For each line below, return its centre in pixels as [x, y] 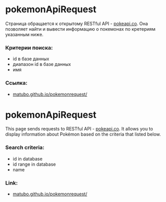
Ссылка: [17, 83]
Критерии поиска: [29, 48]
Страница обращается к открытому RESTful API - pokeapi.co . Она [77, 24]
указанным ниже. [24, 34]
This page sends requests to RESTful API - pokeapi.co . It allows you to [79, 129]
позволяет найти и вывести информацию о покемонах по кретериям [80, 29]
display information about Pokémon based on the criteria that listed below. [83, 134]
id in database [27, 159]
